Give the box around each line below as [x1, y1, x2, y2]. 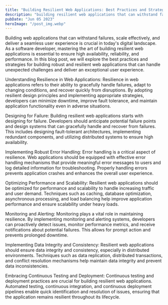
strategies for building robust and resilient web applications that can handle [5, 61, 161, 67]
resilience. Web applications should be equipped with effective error [5, 154, 146, 160]
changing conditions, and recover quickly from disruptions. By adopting [5, 87, 153, 93]
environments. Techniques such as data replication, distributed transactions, [5, 252, 163, 258]
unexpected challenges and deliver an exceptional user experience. [5, 67, 144, 73]
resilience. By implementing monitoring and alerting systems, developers [5, 216, 155, 222]
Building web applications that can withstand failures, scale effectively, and [5, 35, 160, 41]
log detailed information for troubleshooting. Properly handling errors [5, 165, 147, 171]
